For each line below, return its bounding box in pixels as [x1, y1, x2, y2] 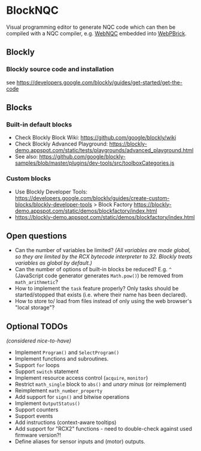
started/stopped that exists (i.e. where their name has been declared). [14, 291, 188, 298]
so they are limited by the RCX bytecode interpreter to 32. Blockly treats [14, 253, 193, 261]
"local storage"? [14, 304, 55, 311]
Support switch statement [14, 368, 79, 375]
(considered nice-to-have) [6, 337, 72, 344]
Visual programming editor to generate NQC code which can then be [6, 23, 176, 31]
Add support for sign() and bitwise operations [14, 394, 130, 401]
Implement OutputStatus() [14, 399, 81, 407]
